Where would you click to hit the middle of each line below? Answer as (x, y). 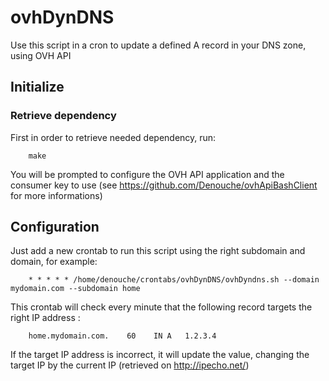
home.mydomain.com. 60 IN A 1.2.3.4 (122, 336)
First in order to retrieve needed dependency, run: (113, 137)
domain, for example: (54, 262)
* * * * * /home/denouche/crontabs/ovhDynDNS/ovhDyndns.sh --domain (174, 280)
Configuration (55, 227)
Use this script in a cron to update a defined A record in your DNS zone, (158, 45)
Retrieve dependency (63, 116)
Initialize (37, 87)
